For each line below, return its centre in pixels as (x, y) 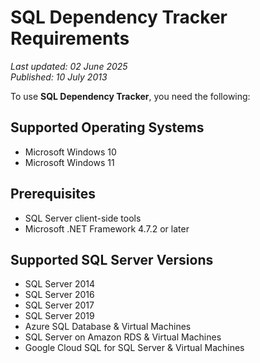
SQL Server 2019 (59, 316)
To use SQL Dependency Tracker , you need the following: (130, 96)
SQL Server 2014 (60, 284)
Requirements (70, 38)
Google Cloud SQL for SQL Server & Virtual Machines (134, 348)
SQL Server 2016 (59, 295)
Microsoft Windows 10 (70, 152)
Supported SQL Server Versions (112, 259)
